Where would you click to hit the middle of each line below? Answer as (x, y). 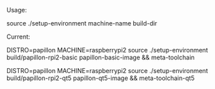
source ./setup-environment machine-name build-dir (82, 23)
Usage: (17, 10)
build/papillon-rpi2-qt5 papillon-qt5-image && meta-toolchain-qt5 (101, 78)
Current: (18, 37)
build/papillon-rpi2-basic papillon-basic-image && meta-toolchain (101, 57)
